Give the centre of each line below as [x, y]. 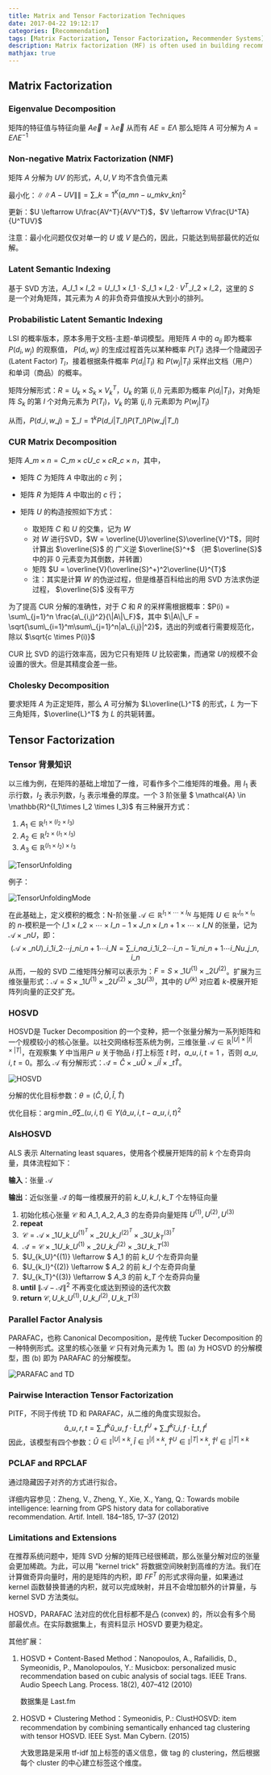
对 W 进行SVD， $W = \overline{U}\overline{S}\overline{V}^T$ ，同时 [146, 539]
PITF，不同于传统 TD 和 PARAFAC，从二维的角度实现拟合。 [107, 1414]
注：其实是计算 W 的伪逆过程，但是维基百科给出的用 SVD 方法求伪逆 [146, 579]
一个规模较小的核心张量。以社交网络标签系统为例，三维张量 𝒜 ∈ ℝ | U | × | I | [130, 1041]
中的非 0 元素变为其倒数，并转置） [90, 559]
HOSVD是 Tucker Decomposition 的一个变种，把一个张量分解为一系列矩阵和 [135, 1031]
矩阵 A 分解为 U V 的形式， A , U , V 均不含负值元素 [88, 177]
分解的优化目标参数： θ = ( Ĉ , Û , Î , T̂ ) [67, 1095]
